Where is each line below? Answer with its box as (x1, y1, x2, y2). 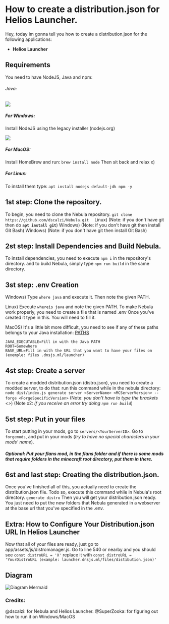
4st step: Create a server (5, 366, 85, 375)
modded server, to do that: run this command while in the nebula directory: (5, 385, 161, 391)
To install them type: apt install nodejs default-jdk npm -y (5, 183, 133, 189)
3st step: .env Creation (5, 280, 79, 289)
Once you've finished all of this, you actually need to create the (5, 484, 137, 490)
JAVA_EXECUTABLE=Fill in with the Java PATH (5, 339, 100, 345)
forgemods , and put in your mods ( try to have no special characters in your (5, 433, 160, 439)
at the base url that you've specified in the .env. (5, 505, 104, 512)
